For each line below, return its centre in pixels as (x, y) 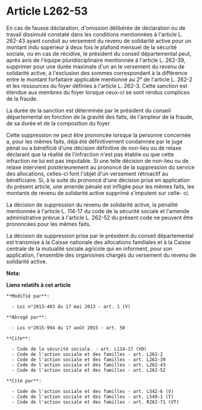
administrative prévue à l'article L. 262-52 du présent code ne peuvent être (100, 217)
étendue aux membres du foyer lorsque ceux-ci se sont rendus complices (98, 92)
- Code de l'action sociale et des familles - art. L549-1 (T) (93, 397)
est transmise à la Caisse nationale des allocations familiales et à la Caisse (99, 242)
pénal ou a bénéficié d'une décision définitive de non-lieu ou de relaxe (94, 148)
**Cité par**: (24, 381)
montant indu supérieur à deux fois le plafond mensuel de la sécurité (92, 47)
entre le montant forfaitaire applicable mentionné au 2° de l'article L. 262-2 (99, 79)
